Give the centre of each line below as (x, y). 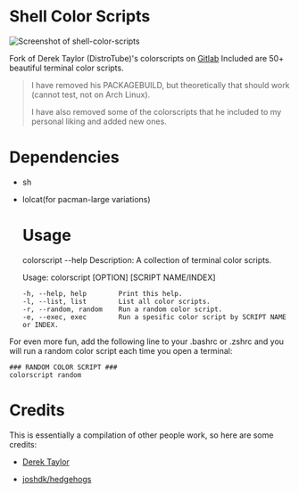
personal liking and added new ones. (99, 121)
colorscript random (46, 375)
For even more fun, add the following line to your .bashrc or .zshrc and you (146, 341)
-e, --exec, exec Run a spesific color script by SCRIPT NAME (154, 317)
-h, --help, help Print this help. (102, 293)
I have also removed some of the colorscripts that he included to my (156, 111)
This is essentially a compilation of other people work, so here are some (141, 435)
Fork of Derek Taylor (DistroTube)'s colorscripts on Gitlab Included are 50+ (146, 58)
